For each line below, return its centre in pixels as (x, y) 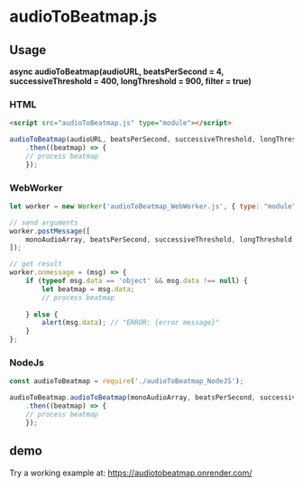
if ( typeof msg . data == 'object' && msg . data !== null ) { (137, 281)
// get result (36, 264)
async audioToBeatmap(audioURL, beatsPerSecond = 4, (116, 71)
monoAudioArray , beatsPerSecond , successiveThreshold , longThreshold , (161, 239)
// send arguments (44, 223)
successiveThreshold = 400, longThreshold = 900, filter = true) (131, 81)
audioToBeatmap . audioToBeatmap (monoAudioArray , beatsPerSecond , (133, 398)
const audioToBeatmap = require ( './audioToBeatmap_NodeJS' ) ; (127, 381)
